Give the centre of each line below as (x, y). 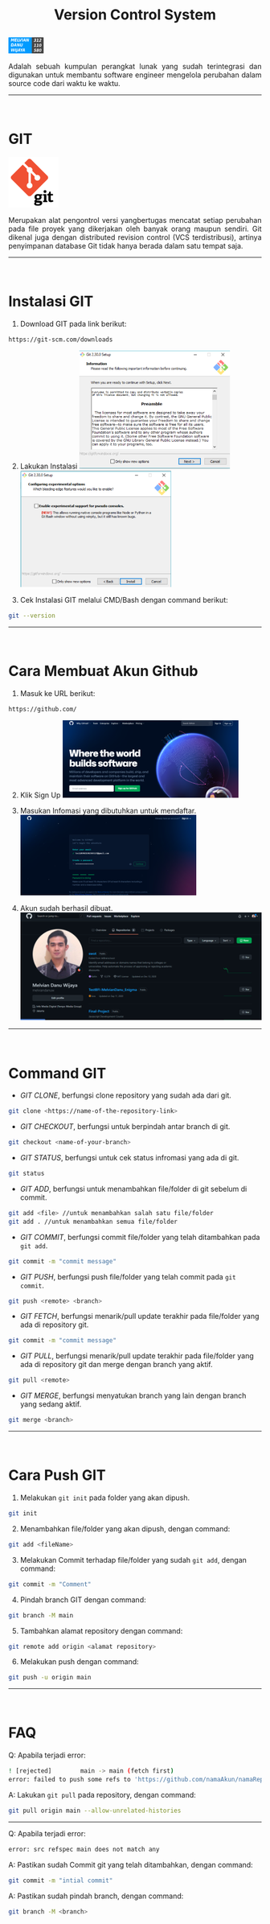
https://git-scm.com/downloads (61, 340)
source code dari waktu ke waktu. (64, 84)
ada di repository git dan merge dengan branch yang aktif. (116, 1365)
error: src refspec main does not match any (84, 1849)
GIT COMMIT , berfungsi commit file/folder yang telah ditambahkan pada (140, 1237)
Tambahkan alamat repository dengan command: (101, 1630)
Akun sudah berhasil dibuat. (66, 908)
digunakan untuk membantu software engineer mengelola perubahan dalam (135, 75)
